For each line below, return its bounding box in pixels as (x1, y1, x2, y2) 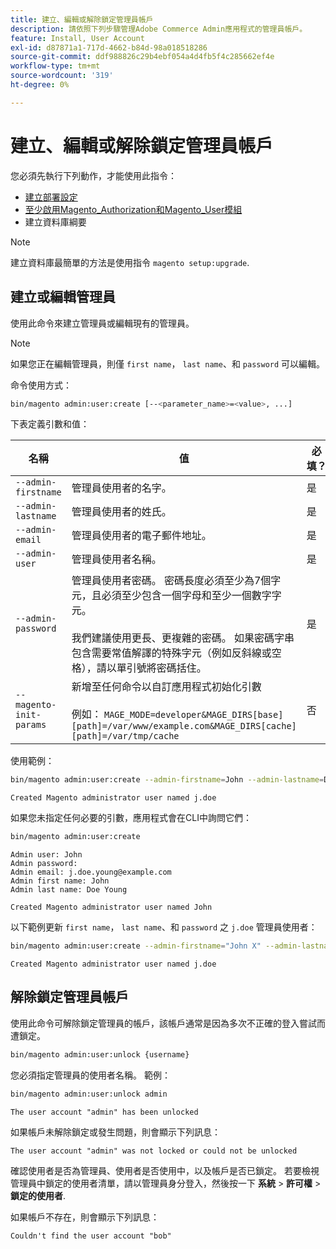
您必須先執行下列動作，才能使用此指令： (10, 169, 177, 181)
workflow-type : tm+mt (10, 61, 101, 71)
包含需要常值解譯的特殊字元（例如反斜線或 (71, 646, 272, 660)
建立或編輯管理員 (10, 289, 116, 306)
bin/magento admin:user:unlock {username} (10, 1049, 190, 1060)
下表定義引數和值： (10, 418, 90, 430)
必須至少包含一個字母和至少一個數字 (101, 589, 272, 603)
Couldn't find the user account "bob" (10, 1231, 172, 1241)
